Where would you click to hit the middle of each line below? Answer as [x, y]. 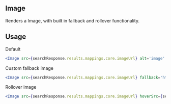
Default [13, 49]
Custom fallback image [29, 68]
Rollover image [21, 87]
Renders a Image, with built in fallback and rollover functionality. [73, 20]
